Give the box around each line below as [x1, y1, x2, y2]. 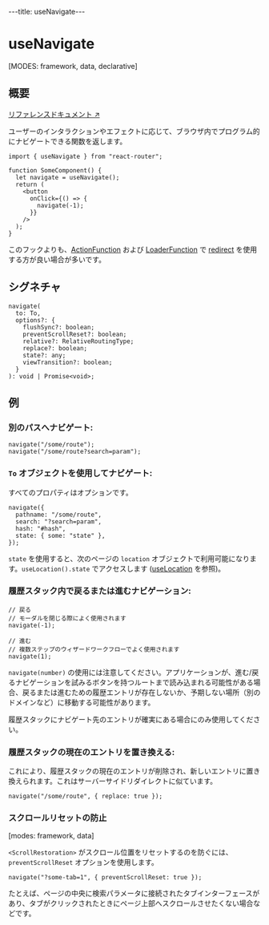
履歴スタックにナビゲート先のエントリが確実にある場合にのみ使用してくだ [8, 714, 254, 724]
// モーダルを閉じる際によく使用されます [8, 614, 126, 622]
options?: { [15, 316, 56, 324]
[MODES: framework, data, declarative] [8, 61, 138, 71]
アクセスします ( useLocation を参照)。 [98, 563, 226, 573]
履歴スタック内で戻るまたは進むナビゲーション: [8, 585, 192, 596]
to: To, [15, 309, 42, 317]
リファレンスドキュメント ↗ [8, 109, 100, 119]
